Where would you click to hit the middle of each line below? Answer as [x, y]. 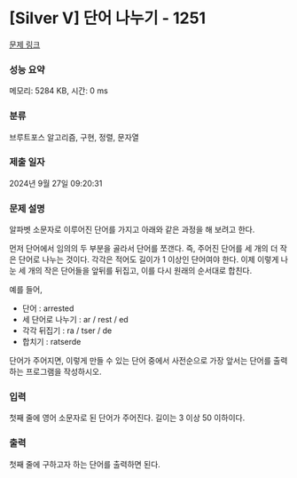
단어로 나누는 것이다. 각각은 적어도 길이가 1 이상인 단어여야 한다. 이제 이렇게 [148, 259]
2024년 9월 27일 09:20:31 [56, 183]
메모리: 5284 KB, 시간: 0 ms [59, 91]
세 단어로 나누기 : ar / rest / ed [75, 320]
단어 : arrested [48, 308]
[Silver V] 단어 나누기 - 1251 [108, 18]
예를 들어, [26, 290]
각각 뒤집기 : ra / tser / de [67, 331]
